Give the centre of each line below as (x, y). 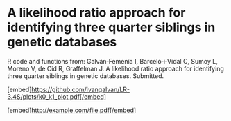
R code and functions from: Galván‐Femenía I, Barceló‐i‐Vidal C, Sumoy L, (113, 61)
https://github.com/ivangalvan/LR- (80, 89)
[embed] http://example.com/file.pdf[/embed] (72, 110)
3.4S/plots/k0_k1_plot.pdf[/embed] (57, 96)
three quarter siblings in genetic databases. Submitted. (86, 76)
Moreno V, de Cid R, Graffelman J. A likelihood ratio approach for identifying (115, 68)
